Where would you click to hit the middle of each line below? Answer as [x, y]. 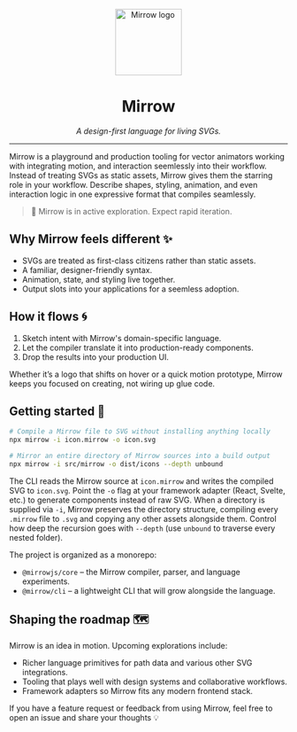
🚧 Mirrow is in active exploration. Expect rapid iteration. [131, 211]
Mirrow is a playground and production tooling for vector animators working [147, 156]
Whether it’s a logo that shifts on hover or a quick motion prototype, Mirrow [146, 374]
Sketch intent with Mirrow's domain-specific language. [122, 338]
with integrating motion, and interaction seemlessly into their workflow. [138, 166]
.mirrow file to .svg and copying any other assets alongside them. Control [143, 518]
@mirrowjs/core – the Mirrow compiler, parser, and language [131, 572]
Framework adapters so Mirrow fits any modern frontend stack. [137, 690]
